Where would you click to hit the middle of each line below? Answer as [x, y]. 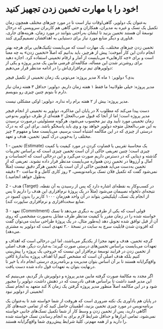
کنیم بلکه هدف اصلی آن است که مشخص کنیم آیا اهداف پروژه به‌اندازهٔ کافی [73, 256]
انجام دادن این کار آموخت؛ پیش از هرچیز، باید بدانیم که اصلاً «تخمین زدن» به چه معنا [80, 52]
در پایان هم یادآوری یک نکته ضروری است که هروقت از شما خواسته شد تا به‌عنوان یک [81, 300]
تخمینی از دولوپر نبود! [25, 291]
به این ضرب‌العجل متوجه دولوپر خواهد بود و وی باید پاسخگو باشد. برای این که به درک [81, 126]
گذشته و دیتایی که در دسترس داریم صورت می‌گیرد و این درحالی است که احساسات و [81, 156]
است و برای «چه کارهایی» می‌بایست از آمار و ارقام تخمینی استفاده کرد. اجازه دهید [80, 57]
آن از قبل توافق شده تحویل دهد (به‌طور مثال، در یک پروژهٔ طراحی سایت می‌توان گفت [82, 221]
